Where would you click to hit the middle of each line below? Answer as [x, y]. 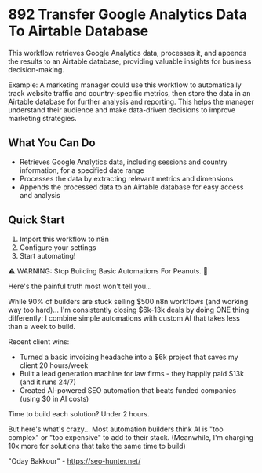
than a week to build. [42, 326]
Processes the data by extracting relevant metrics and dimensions [126, 178]
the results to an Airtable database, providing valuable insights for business [130, 61]
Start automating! [47, 255]
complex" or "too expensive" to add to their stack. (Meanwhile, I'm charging [131, 437]
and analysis [40, 195]
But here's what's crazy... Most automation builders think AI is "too [116, 429]
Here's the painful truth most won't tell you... [80, 286]
